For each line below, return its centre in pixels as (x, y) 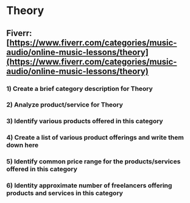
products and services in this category (65, 193)
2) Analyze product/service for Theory (65, 105)
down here (23, 145)
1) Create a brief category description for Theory (80, 88)
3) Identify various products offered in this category (85, 121)
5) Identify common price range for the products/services (93, 162)
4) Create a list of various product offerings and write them (95, 138)
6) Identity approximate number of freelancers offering (89, 185)
